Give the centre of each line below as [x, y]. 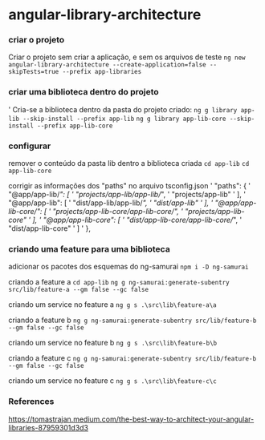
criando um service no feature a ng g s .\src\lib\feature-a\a [112, 305]
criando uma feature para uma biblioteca [89, 249]
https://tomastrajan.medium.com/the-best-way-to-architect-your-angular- [131, 419]
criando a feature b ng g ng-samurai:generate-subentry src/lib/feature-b [132, 320]
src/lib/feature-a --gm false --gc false [79, 290]
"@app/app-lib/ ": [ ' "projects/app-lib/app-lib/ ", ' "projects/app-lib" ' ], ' [127, 195]
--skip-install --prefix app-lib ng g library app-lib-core [124, 119]
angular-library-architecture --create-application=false [107, 65]
